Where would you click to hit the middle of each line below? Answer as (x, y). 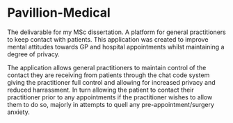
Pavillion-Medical (59, 13)
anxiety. (18, 112)
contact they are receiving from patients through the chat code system (109, 75)
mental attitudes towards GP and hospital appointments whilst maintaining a (116, 47)
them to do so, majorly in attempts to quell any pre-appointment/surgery (111, 104)
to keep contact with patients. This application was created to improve (108, 39)
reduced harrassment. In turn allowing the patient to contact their (101, 90)
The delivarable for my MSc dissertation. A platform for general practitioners (116, 32)
